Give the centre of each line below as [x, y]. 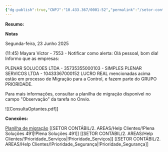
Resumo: [14, 24]
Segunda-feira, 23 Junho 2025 [37, 43]
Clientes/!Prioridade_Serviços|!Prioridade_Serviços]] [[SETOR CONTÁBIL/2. [83, 138]
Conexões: [17, 118]
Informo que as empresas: [32, 58]
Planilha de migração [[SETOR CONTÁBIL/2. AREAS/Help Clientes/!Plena [80, 128]
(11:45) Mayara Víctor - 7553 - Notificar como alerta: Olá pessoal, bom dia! [82, 53]
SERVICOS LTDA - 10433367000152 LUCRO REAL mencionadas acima [78, 73]
